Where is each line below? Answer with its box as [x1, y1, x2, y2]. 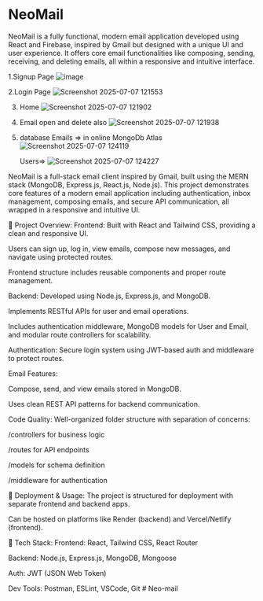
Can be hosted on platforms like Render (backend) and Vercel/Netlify [8, 514, 232, 524]
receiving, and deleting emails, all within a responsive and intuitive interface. [8, 57, 255, 66]
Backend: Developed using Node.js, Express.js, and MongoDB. [8, 291, 211, 300]
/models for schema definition [8, 460, 106, 470]
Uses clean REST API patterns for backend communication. [8, 399, 200, 408]
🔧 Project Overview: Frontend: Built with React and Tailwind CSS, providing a [8, 220, 256, 230]
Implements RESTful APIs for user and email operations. [8, 306, 189, 315]
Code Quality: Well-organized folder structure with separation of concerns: [8, 415, 250, 424]
